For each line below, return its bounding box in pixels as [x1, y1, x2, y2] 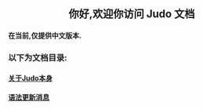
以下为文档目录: [8, 52, 67, 63]
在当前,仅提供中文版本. [8, 31, 82, 40]
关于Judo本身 [8, 73, 53, 82]
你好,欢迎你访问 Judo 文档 [68, 7, 195, 21]
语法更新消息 [8, 93, 49, 102]
